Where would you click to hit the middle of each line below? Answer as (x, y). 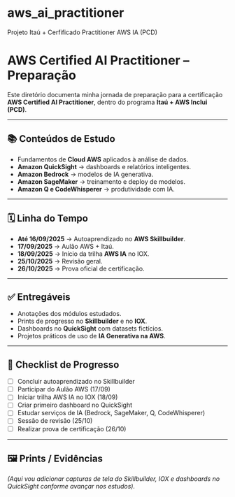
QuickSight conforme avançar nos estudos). (71, 487)
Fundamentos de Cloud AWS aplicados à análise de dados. (103, 159)
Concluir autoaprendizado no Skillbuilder (76, 382)
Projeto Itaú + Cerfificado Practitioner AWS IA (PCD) (82, 32)
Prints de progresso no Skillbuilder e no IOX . (82, 321)
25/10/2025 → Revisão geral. (60, 261)
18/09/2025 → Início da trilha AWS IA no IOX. (83, 254)
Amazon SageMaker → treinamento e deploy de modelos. (101, 181)
